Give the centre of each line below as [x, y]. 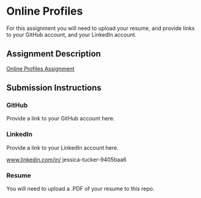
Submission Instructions [54, 88]
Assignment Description [54, 54]
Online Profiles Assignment [40, 68]
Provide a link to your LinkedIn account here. [63, 147]
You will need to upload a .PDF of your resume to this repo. [80, 189]
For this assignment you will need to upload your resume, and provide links [100, 28]
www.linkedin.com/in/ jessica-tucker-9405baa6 [67, 159]
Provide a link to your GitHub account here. [60, 119]
